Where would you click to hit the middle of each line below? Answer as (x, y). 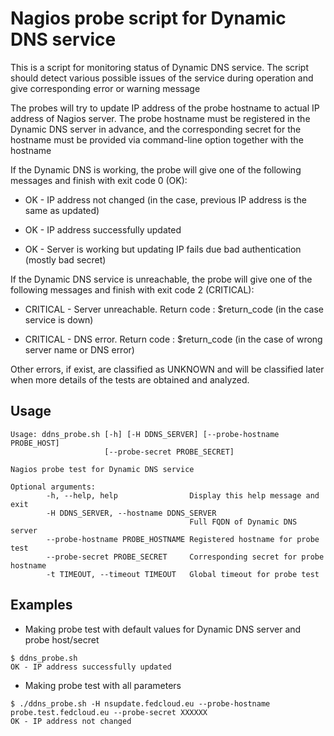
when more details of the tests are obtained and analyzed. (130, 379)
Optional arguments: (53, 487)
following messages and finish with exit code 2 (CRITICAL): (132, 289)
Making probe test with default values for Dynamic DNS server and (163, 629)
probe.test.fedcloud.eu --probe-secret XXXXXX (109, 712)
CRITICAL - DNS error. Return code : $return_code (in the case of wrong (173, 339)
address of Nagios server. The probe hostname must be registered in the (160, 118)
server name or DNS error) (79, 349)
